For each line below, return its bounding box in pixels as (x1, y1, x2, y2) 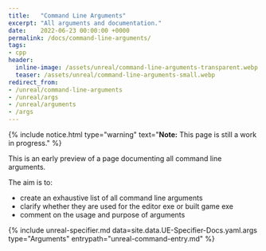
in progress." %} (8, 139, 62, 147)
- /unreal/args (8, 93, 59, 101)
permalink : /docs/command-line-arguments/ (8, 33, 151, 42)
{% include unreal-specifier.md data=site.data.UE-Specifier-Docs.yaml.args (8, 226, 257, 235)
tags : (8, 41, 26, 49)
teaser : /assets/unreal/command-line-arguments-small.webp (15, 71, 216, 79)
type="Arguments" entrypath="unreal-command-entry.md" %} (8, 234, 215, 243)
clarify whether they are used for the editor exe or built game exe (19, 202, 233, 211)
